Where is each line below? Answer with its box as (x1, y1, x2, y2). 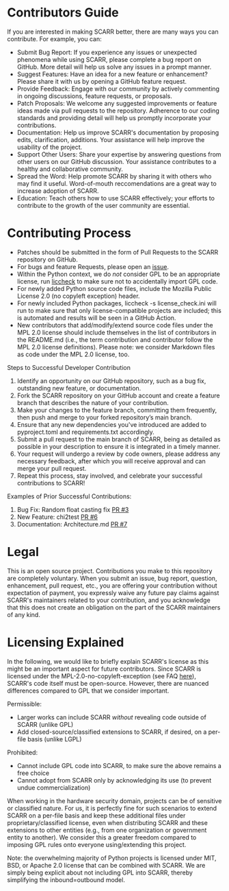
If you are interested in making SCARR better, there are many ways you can (7, 27, 219, 36)
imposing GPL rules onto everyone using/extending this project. (7, 840, 187, 848)
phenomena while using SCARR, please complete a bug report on (16, 55, 202, 63)
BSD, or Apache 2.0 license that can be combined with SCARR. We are (7, 861, 206, 869)
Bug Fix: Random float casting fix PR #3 (16, 505, 129, 513)
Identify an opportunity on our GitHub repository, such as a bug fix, (16, 376, 206, 385)
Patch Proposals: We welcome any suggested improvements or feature (16, 99, 217, 107)
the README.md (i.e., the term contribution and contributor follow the (16, 335, 213, 344)
